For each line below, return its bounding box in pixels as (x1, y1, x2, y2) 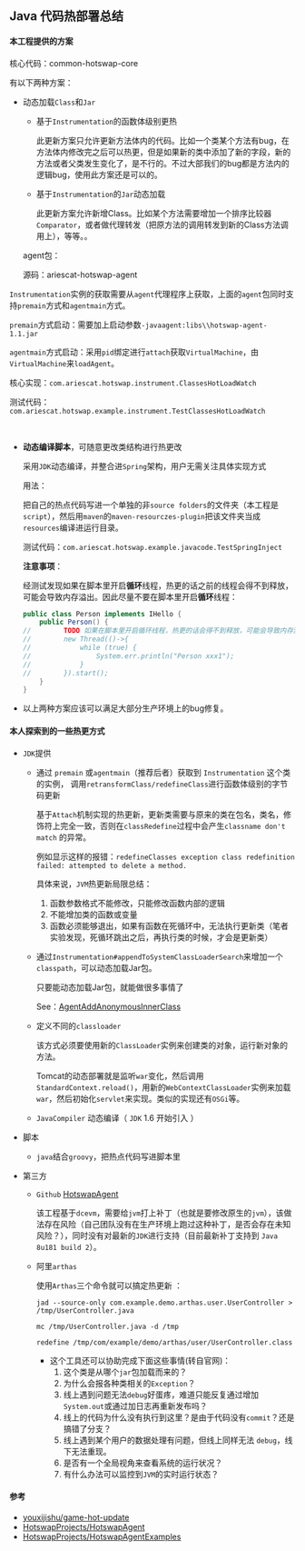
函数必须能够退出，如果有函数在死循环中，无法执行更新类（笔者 (49, 920, 289, 931)
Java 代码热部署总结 (9, 8, 124, 25)
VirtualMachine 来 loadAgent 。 (9, 357, 120, 368)
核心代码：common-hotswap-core (9, 57, 139, 68)
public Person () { (39, 617, 109, 627)
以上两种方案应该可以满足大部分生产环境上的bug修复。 (22, 703, 229, 714)
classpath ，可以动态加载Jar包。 (35, 962, 157, 973)
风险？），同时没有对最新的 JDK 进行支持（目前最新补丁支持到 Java (35, 1230, 279, 1241)
